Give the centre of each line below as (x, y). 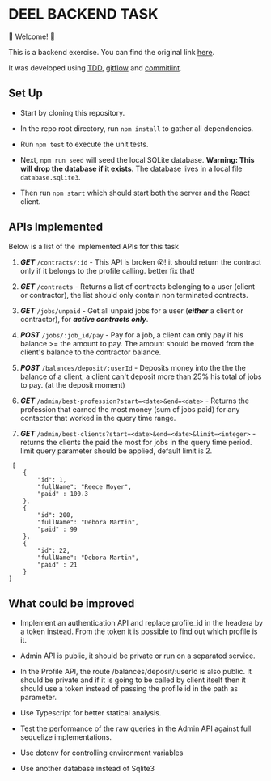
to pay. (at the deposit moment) (72, 384)
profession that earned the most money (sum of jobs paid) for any (130, 409)
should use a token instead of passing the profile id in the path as (129, 689)
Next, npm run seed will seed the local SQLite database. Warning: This (137, 159)
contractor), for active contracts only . (84, 319)
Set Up (25, 93)
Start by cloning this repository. (72, 112)
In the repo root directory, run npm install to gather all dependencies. (137, 128)
